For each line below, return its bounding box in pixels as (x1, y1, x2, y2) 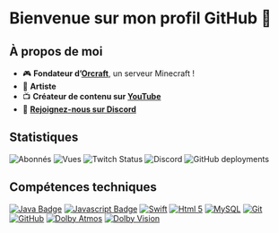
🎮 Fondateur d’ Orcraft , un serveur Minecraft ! (22, 68, 195, 79)
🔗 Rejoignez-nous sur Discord (22, 104, 137, 115)
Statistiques (9, 130, 79, 145)
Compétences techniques (9, 179, 157, 195)
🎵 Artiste (22, 81, 56, 91)
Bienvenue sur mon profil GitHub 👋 (9, 8, 272, 29)
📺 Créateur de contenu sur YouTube (22, 91, 161, 101)
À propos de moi (9, 44, 103, 59)
